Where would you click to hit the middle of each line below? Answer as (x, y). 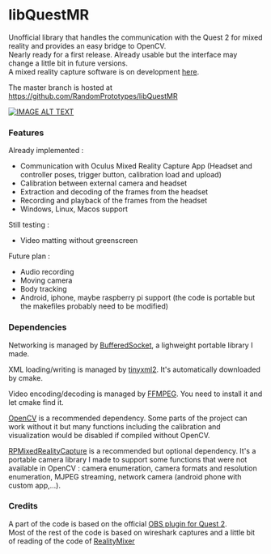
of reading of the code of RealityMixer (72, 541)
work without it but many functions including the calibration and (114, 426)
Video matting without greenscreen (79, 241)
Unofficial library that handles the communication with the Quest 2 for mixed (135, 37)
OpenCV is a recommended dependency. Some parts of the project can (128, 418)
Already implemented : (46, 151)
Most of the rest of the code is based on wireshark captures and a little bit (132, 532)
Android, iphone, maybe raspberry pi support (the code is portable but (138, 298)
